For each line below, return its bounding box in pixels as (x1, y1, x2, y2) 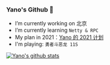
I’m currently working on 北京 (14, 20, 87, 27)
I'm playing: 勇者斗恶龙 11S (14, 40, 78, 48)
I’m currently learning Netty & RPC (14, 26, 99, 34)
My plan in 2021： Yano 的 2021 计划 (14, 34, 104, 41)
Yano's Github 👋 (6, 5, 54, 14)
